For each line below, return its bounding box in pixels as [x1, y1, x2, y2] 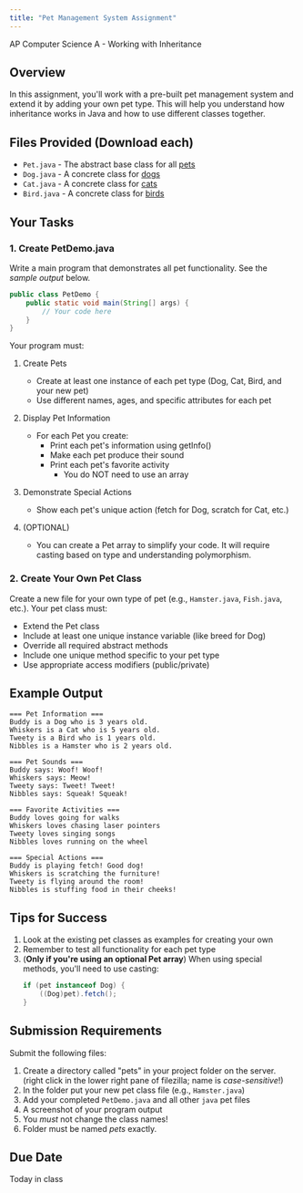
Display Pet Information [22, 412, 111, 424]
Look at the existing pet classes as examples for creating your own [22, 934, 274, 945]
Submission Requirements [9, 1023, 162, 1039]
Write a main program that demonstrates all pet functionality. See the [9, 262, 268, 274]
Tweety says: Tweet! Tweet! [9, 782, 116, 791]
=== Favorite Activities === [9, 805, 120, 814]
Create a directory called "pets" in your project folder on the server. [22, 1064, 277, 1076]
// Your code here [42, 306, 112, 316]
